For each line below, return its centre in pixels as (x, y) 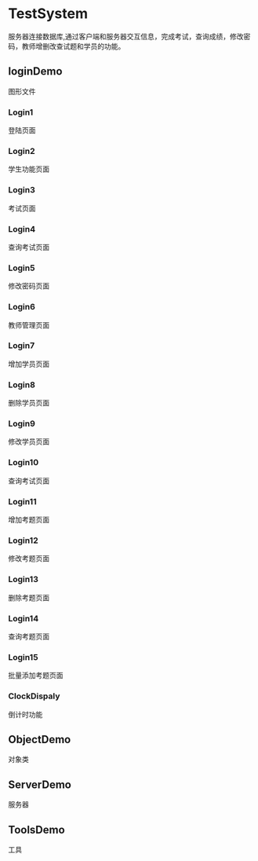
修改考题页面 (29, 559)
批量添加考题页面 (36, 676)
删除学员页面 (29, 403)
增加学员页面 (29, 364)
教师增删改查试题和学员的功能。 (73, 46)
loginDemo (35, 71)
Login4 (22, 229)
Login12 (23, 540)
